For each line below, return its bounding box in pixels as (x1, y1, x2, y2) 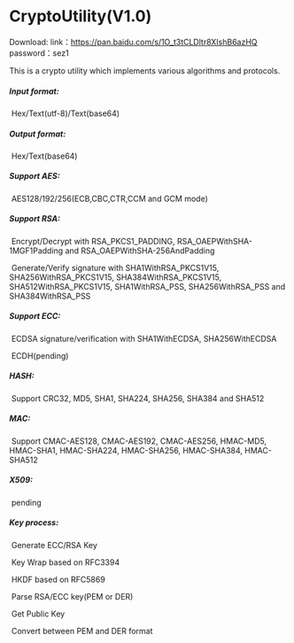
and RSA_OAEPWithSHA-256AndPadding (65, 245, 215, 256)
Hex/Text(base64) (11, 151, 78, 161)
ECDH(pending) (11, 350, 69, 360)
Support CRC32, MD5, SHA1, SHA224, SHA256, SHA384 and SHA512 (11, 392, 265, 404)
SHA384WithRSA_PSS (9, 291, 91, 301)
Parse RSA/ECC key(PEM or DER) (11, 591, 134, 601)
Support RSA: (9, 213, 60, 224)
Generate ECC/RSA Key (11, 539, 97, 550)
